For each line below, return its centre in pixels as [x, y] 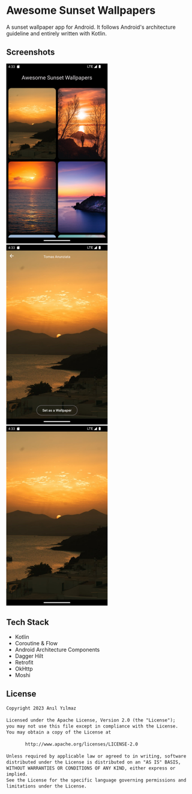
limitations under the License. [46, 786]
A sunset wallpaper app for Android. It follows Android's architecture [91, 27]
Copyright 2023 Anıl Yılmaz [41, 708]
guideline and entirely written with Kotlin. [56, 33]
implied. [17, 774]
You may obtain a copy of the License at [59, 732]
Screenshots [31, 52]
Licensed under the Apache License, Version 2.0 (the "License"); [91, 720]
